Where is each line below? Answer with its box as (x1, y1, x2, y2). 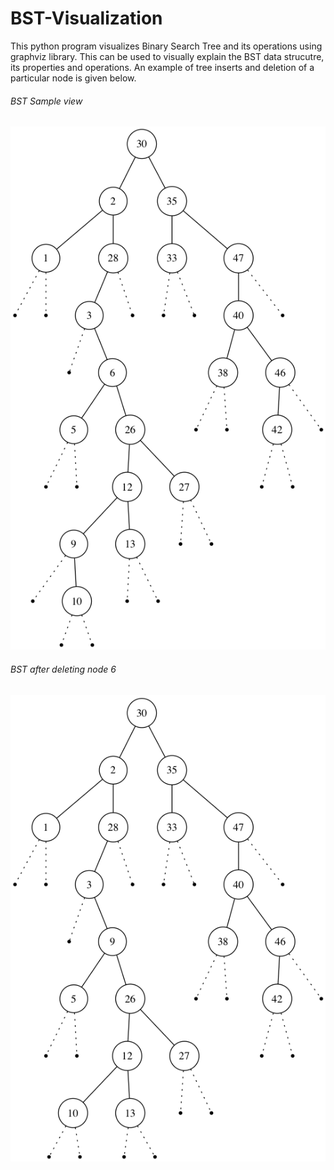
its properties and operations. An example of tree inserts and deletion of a (10, 61, 315, 73)
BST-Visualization (10, 7, 163, 30)
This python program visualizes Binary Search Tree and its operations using (10, 40, 323, 52)
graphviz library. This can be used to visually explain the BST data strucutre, (10, 50, 325, 62)
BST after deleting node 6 (10, 663, 117, 675)
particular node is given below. (10, 72, 137, 84)
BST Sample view (10, 95, 83, 107)
